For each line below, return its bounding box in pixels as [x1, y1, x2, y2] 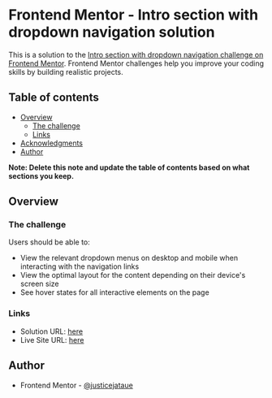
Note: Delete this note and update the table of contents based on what [8, 162, 250, 172]
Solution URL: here [19, 327, 84, 336]
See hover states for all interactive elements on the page [19, 288, 209, 297]
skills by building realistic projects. [8, 67, 123, 76]
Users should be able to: [8, 237, 91, 247]
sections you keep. [8, 171, 75, 180]
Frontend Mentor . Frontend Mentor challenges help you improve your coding [8, 58, 265, 68]
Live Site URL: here [19, 335, 84, 344]
